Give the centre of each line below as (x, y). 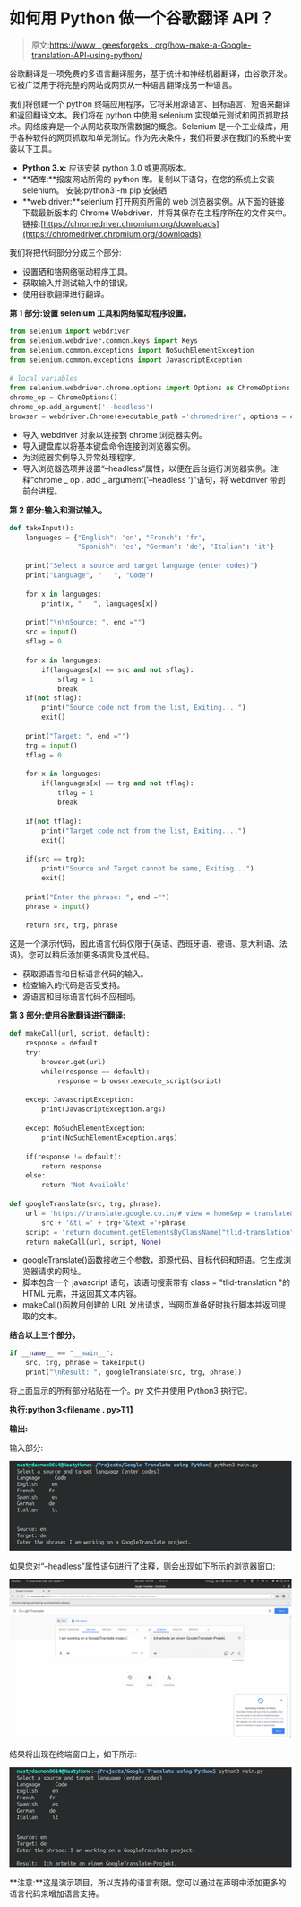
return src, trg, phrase (72, 925)
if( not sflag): (54, 698)
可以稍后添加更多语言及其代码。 (95, 955)
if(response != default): (74, 1157)
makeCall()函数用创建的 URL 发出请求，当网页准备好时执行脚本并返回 (150, 1305)
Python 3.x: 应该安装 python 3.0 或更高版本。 (107, 168)
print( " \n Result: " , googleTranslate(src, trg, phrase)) (134, 1373)
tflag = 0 (44, 755)
